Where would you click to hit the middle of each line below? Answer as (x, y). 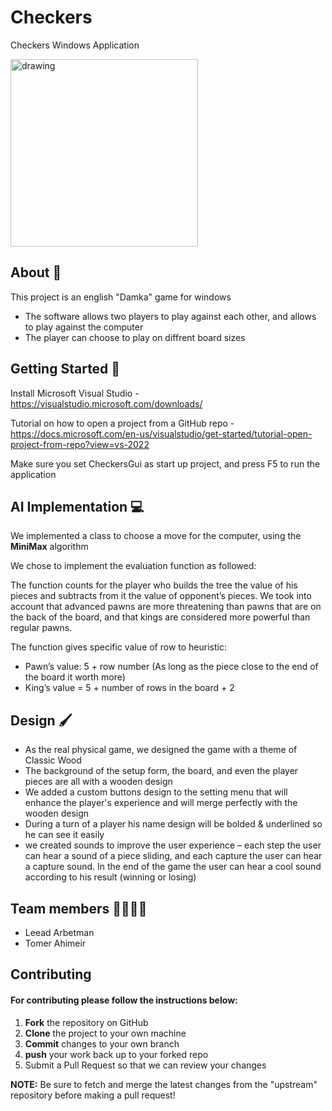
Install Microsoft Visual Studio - (75, 393)
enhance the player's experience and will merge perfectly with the (161, 803)
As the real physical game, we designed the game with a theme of (161, 750)
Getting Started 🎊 (65, 369)
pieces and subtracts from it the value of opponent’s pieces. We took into (161, 596)
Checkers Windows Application (75, 45)
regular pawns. (41, 628)
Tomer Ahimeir (55, 943)
